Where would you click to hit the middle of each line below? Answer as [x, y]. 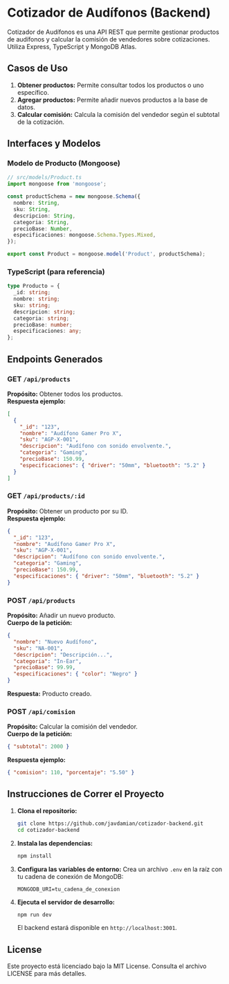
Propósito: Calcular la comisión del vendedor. [73, 727]
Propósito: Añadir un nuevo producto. [61, 616]
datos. [26, 107]
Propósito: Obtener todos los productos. [65, 394]
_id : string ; [32, 293]
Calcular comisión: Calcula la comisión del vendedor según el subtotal [118, 114]
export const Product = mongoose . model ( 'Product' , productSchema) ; [107, 254]
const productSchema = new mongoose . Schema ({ [74, 197]
